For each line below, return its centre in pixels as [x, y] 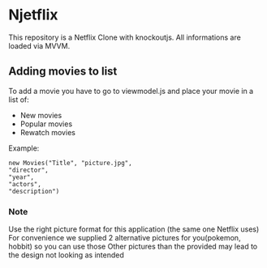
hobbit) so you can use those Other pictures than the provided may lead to [133, 247]
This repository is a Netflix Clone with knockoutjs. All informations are [125, 37]
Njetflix [33, 15]
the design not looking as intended [66, 255]
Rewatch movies [47, 132]
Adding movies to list [63, 72]
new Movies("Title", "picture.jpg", [70, 163]
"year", [22, 177]
